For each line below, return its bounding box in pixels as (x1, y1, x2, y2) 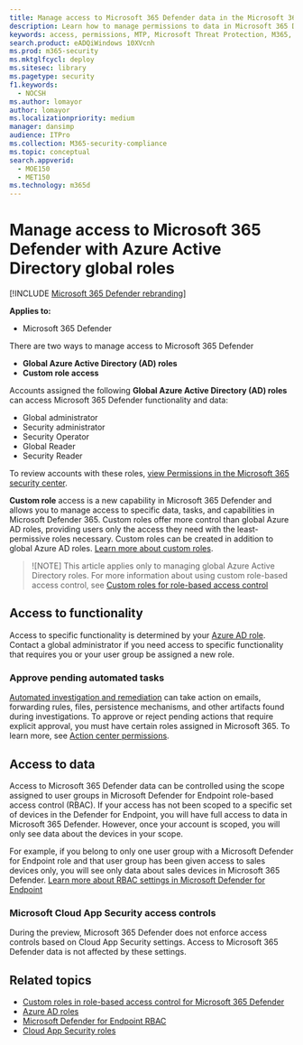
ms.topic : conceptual (9, 147, 91, 156)
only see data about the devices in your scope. (9, 828, 183, 839)
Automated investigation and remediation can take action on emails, (9, 692, 262, 703)
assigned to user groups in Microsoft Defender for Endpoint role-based (9, 790, 273, 800)
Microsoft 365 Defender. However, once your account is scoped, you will (9, 818, 280, 829)
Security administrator (22, 421, 106, 433)
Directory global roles (9, 258, 175, 279)
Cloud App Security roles (22, 1025, 116, 1036)
